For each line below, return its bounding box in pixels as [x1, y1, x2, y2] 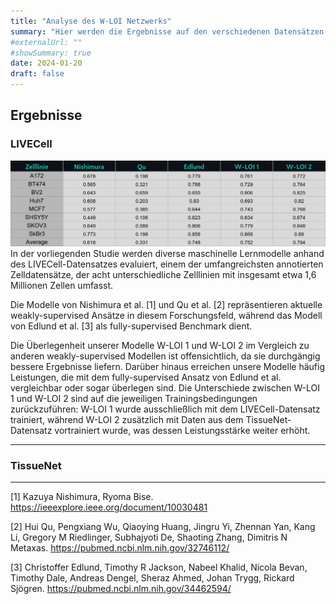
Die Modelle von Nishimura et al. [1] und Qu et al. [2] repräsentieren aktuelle [10, 299, 323, 310]
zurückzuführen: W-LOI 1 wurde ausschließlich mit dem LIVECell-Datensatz [10, 403, 321, 415]
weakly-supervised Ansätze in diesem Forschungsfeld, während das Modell [10, 310, 323, 321]
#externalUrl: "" [10, 37, 83, 47]
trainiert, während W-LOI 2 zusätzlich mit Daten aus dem [10, 414, 244, 425]
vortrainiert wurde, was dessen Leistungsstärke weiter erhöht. [54, 425, 311, 436]
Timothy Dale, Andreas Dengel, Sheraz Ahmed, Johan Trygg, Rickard [10, 572, 295, 584]
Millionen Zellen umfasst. [10, 280, 114, 291]
